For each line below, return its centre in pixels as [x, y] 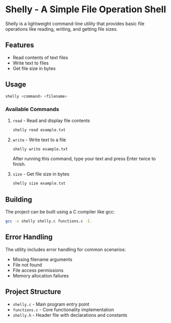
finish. [19, 164]
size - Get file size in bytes [41, 174]
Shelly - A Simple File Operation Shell [86, 9]
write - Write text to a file [39, 140]
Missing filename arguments [42, 259]
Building [19, 199]
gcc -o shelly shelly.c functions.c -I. [49, 221]
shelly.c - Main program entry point [51, 304]
